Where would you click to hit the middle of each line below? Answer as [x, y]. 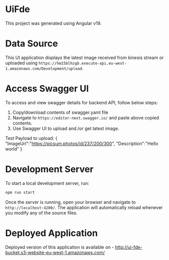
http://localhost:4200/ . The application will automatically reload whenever [84, 207]
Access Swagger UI [47, 89]
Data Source [32, 44]
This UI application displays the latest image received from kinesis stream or [84, 57]
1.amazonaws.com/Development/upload [44, 69]
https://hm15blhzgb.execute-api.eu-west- [83, 63]
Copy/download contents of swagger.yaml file [60, 112]
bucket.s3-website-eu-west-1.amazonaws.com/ [55, 252]
